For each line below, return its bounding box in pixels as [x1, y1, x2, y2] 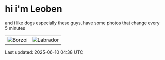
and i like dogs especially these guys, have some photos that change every [5, 20, 160, 26]
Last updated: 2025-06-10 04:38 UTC [5, 49, 83, 55]
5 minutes [5, 25, 26, 31]
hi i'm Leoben [5, 3, 62, 15]
